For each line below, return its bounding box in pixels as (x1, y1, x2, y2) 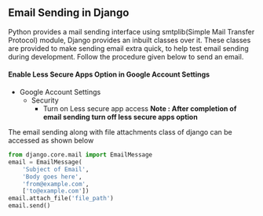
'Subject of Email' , (22, 165, 89, 173)
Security (31, 95, 59, 105)
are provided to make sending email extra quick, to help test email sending (8, 43, 249, 53)
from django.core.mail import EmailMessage (8, 151, 153, 159)
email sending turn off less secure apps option (42, 113, 198, 122)
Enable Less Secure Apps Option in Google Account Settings (8, 70, 210, 79)
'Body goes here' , (22, 172, 82, 181)
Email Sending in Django (8, 6, 130, 20)
